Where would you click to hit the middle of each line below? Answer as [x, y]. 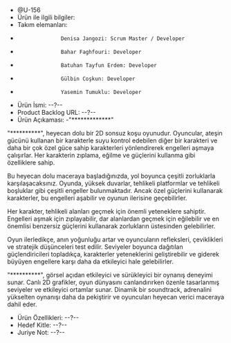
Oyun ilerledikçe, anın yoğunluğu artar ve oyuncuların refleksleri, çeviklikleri [115, 239]
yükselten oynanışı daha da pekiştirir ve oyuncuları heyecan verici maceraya [116, 297]
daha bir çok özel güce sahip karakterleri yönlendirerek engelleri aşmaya [111, 148]
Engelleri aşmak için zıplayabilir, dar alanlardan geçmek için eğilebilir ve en [113, 219]
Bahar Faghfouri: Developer [101, 52]
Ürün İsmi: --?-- [40, 105]
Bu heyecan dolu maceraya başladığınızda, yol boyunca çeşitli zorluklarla [111, 176]
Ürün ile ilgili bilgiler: [46, 17]
